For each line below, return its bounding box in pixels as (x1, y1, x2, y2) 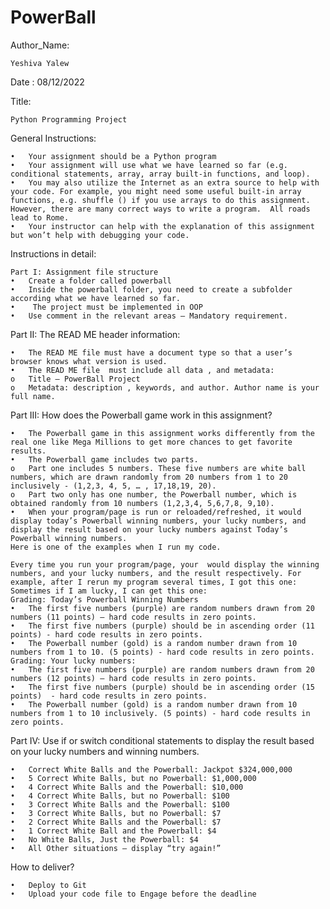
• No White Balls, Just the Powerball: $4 (10, 834, 199, 845)
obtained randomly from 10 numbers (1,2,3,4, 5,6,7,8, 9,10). (10, 498, 275, 508)
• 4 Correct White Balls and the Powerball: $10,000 (10, 782, 244, 792)
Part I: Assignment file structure (10, 267, 159, 277)
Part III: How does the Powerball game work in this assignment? (10, 409, 273, 421)
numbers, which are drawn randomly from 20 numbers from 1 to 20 (10, 472, 288, 482)
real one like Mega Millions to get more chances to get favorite (10, 437, 293, 447)
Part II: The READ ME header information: (10, 328, 181, 340)
